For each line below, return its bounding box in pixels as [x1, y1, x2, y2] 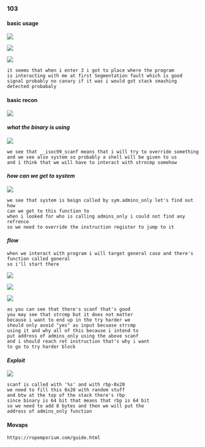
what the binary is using [7, 124, 70, 131]
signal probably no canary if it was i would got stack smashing [7, 78, 177, 84]
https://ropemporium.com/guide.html [7, 435, 100, 441]
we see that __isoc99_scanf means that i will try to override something [7, 149, 199, 155]
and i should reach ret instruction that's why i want [7, 338, 150, 344]
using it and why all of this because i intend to [7, 327, 139, 334]
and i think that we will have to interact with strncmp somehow [7, 159, 177, 166]
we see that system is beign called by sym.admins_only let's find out [7, 197, 193, 203]
